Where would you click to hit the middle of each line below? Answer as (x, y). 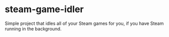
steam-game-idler (44, 9)
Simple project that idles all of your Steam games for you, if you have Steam (84, 23)
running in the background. (33, 28)
